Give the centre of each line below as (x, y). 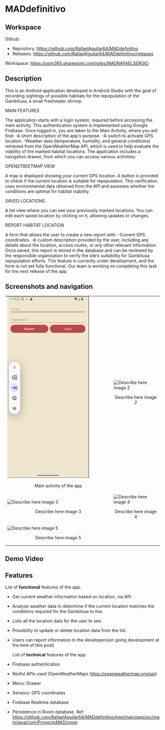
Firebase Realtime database (40, 702)
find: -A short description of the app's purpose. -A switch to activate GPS (79, 136)
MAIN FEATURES (22, 110)
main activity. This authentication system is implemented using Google (76, 125)
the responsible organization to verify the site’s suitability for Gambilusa (77, 255)
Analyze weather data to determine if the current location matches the (83, 606)
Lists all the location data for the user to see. (57, 621)
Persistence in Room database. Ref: (48, 712)
